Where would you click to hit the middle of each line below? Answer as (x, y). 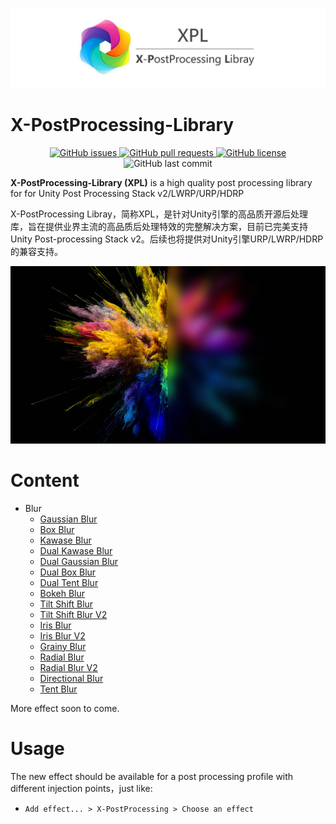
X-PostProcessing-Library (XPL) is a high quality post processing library (161, 182)
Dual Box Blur (68, 572)
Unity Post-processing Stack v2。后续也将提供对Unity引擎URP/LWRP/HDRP (167, 239)
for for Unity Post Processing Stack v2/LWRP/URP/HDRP (127, 193)
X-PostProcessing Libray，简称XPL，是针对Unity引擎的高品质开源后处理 (159, 214)
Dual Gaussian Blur (79, 561)
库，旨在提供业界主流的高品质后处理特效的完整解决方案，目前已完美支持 (159, 226)
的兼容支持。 (36, 251)
